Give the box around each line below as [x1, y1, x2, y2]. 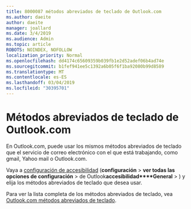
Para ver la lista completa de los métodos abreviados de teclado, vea [6, 190, 173, 197]
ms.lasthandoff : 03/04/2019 [6, 80, 75, 86]
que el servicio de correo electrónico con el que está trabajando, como [6, 148, 178, 156]
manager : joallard [6, 25, 51, 31]
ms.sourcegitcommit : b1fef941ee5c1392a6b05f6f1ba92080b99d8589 [6, 63, 165, 69]
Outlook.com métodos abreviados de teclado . [6, 197, 116, 204]
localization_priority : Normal [6, 52, 83, 58]
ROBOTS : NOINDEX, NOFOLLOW [6, 47, 72, 53]
